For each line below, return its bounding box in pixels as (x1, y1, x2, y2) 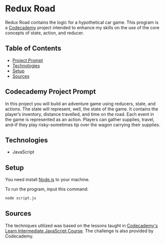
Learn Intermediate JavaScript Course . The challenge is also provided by (5, 228, 154, 234)
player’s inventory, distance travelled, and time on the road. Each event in (5, 111, 154, 117)
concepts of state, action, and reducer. (5, 30, 84, 36)
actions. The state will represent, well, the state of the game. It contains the (5, 106, 159, 112)
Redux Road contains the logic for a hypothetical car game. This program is (5, 19, 159, 25)
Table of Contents (5, 44, 62, 52)
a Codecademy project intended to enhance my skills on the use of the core (5, 24, 160, 30)
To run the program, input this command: (5, 186, 89, 192)
